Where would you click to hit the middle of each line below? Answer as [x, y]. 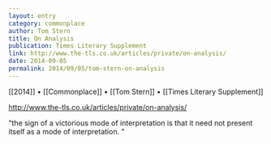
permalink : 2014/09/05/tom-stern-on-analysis [86, 69]
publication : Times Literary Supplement [78, 46]
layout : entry [32, 16]
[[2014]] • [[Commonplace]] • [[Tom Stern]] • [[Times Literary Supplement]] [136, 91]
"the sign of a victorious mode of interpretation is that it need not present [131, 123]
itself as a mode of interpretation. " [67, 131]
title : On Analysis [41, 38]
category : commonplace [47, 23]
